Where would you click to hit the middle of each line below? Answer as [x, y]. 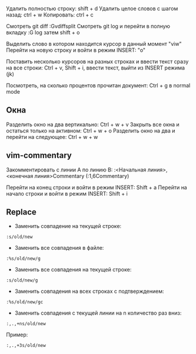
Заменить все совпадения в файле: [59, 248]
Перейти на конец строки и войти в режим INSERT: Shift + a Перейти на [97, 187]
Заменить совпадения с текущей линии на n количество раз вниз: [98, 313]
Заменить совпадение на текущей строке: [68, 226]
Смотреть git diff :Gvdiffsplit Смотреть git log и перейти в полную [88, 26]
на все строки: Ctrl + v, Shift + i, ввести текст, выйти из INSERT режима [96, 68]
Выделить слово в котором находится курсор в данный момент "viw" [94, 44]
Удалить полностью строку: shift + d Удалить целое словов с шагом [92, 9]
